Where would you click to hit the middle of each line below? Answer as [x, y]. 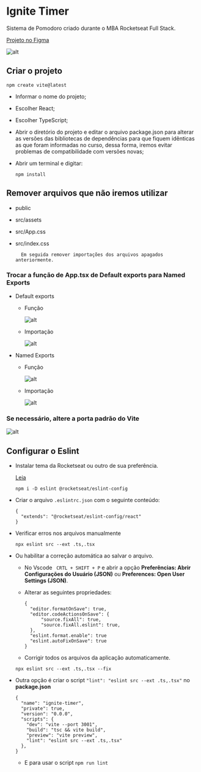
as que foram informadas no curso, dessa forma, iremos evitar [94, 145]
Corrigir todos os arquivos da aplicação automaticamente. [97, 657]
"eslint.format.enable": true [68, 635]
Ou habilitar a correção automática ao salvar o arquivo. [84, 555]
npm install [30, 174]
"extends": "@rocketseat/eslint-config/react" [81, 516]
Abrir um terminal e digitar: [49, 163]
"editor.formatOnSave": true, [68, 609]
